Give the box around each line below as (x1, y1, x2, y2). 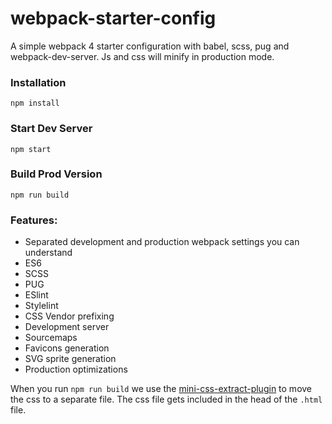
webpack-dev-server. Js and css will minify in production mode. (10, 50, 275, 62)
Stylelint (24, 300, 59, 312)
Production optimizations (24, 363, 128, 376)
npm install (10, 98, 60, 109)
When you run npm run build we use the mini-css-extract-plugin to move (10, 383, 313, 395)
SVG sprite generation (24, 353, 117, 365)
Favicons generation (24, 342, 110, 354)
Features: (10, 213, 58, 227)
